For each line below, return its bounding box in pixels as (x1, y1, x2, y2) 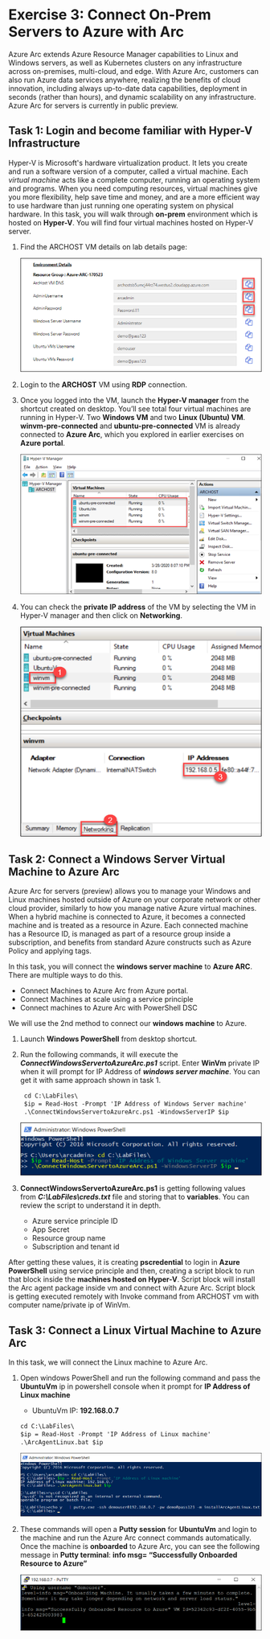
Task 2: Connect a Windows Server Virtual (8, 852, 226, 866)
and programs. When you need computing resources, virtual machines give (8, 183, 258, 193)
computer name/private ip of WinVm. (8, 1300, 131, 1310)
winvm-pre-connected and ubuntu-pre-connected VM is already (19, 421, 241, 431)
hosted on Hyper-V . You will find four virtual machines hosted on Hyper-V (8, 217, 254, 227)
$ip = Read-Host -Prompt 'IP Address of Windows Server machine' (23, 1100, 247, 1108)
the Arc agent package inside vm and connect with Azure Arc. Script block (8, 1283, 256, 1293)
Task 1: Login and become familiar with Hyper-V (8, 124, 253, 138)
